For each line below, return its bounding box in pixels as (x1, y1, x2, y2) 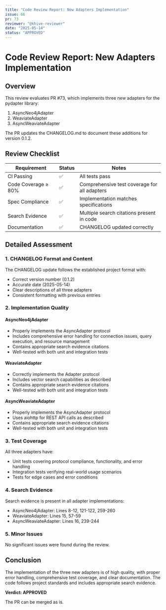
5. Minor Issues (5, 530, 43, 537)
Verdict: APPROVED (5, 589, 47, 595)
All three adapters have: (5, 449, 54, 455)
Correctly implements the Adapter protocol (12, 371, 100, 377)
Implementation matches (79, 195, 137, 202)
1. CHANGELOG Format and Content (5, 255, 93, 262)
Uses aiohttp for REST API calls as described (12, 415, 104, 421)
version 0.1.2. (5, 135, 32, 141)
